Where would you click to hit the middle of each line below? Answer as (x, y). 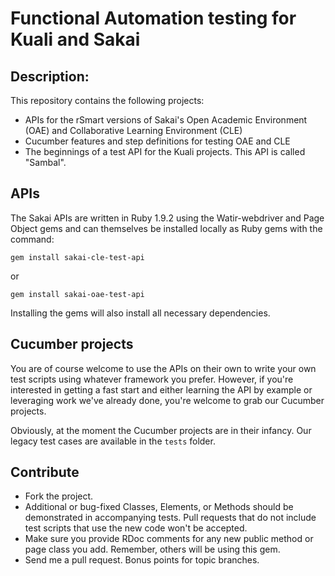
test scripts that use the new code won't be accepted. (136, 528)
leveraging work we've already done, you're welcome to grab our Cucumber (167, 400)
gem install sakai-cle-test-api (77, 257)
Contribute (45, 472)
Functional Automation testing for (153, 18)
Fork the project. (59, 496)
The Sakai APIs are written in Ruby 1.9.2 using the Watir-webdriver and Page (167, 218)
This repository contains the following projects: (107, 100)
